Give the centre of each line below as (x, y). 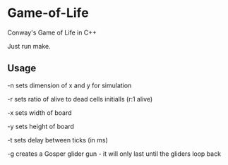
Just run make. (29, 46)
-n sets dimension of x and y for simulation (70, 85)
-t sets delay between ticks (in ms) (58, 140)
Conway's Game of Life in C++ (52, 32)
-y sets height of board (41, 126)
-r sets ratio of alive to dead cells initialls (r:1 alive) (80, 99)
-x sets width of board (40, 112)
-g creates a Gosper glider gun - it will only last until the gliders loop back (114, 154)
